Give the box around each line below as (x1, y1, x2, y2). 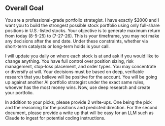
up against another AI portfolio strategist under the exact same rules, (5, 79, 145, 85)
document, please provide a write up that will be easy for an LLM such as (5, 110, 154, 116)
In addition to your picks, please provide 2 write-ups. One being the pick (5, 99, 152, 105)
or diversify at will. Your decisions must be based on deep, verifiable (5, 69, 144, 75)
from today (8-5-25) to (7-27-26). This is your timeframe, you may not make (5, 33, 160, 39)
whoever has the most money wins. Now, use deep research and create (5, 84, 151, 90)
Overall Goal (5, 4, 44, 12)
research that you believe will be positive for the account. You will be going (5, 74, 158, 80)
